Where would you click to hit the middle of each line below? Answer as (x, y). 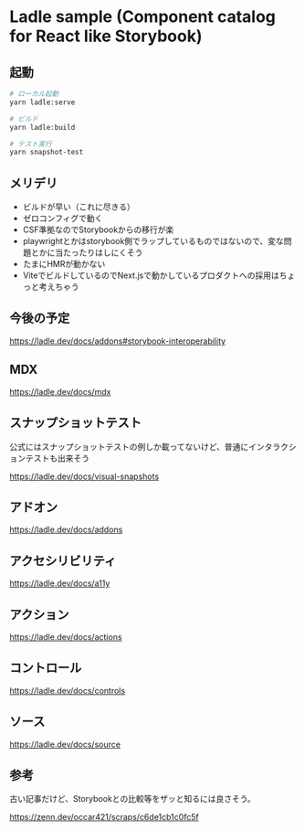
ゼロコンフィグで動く (63, 218)
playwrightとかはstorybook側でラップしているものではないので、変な (153, 241)
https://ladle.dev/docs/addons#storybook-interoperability (118, 341)
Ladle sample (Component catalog (143, 17)
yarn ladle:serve (42, 102)
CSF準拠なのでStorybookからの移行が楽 (98, 229)
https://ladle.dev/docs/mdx (60, 391)
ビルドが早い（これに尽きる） (79, 207)
